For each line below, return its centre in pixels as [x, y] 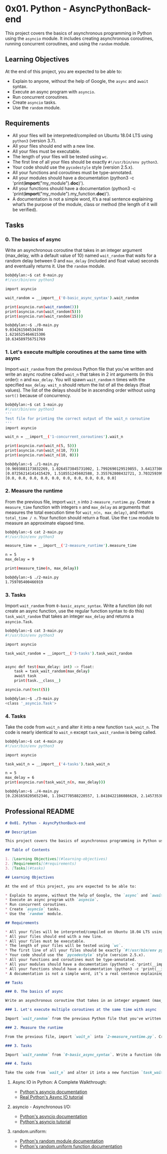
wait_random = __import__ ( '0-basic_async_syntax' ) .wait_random [72, 298]
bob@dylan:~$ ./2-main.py [32, 577]
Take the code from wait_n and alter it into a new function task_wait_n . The [82, 727]
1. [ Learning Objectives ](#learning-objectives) [56, 859]
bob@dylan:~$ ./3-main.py [32, 698]
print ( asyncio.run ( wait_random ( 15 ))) [44, 316]
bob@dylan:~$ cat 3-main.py [34, 631]
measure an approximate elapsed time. [45, 523]
